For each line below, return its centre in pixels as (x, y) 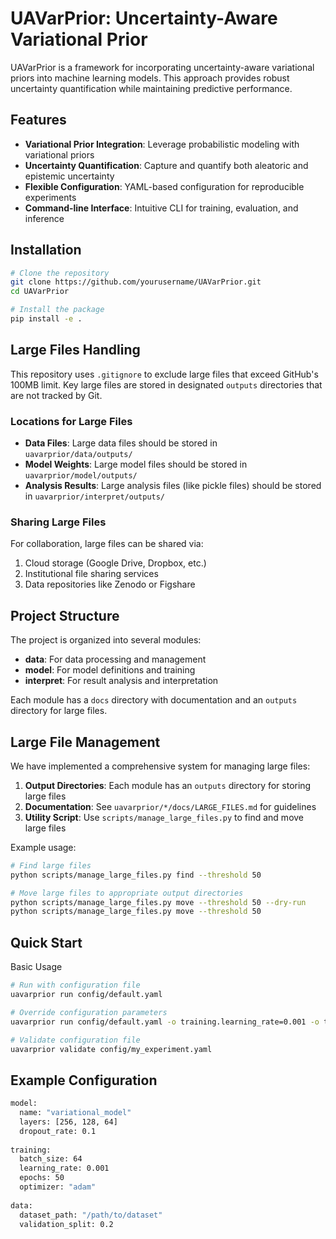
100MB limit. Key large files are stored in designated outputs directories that (166, 384)
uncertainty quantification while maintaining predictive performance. (151, 88)
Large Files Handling (75, 350)
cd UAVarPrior (40, 292)
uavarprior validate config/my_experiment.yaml (111, 1049)
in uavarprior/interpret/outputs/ (95, 496)
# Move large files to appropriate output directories (127, 893)
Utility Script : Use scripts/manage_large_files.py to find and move (164, 817)
